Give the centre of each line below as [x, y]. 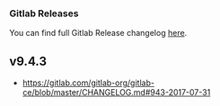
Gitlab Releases [44, 13]
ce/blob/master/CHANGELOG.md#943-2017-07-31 [116, 93]
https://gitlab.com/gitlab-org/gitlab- [88, 83]
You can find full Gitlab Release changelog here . [98, 33]
